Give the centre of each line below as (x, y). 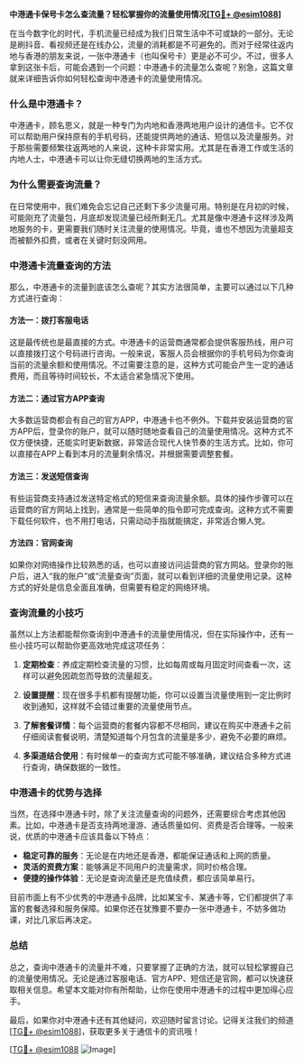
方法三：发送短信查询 (49, 476)
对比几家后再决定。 (60, 920)
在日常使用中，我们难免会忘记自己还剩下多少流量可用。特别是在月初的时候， (151, 206)
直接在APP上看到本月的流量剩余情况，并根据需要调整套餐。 (128, 454)
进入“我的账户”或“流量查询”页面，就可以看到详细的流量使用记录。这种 (162, 575)
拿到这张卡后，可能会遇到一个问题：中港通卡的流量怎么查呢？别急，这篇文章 (151, 67)
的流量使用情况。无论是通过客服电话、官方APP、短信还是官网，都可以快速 (147, 978)
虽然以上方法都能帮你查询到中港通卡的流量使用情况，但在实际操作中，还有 (147, 634)
